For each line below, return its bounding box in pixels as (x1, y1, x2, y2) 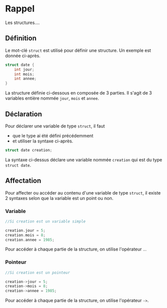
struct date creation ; (5, 147, 52, 152)
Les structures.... (5, 19, 40, 25)
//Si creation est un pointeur (5, 270, 70, 275)
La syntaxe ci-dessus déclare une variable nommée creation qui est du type (5, 156, 163, 162)
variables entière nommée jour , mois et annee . (5, 95, 99, 101)
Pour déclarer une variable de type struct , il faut (5, 123, 105, 129)
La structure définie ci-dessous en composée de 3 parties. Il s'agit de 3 (5, 90, 152, 96)
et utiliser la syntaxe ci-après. (12, 138, 73, 144)
